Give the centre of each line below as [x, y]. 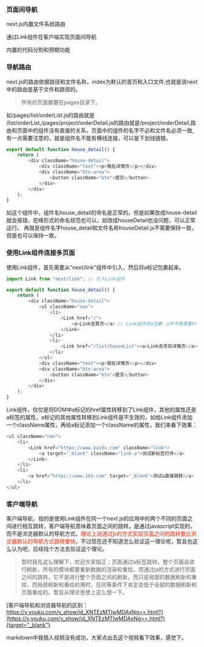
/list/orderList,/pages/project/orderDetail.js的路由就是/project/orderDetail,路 [101, 122]
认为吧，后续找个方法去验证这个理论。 [59, 549]
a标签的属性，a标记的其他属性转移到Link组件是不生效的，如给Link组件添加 [100, 418]
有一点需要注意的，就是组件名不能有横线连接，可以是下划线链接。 [89, 138]
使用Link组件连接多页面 [41, 253]
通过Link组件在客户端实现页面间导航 [52, 37]
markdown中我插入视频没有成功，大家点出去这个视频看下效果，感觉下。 [97, 638]
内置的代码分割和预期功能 [38, 50]
